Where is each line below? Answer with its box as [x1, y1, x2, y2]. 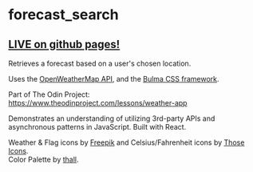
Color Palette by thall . [8, 154, 79, 164]
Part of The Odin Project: [8, 90, 90, 99]
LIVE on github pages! [8, 38, 121, 51]
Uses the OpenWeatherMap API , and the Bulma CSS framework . [8, 74, 219, 83]
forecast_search [8, 6, 119, 24]
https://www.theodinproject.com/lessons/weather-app [8, 98, 188, 107]
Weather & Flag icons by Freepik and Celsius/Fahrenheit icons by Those [8, 138, 245, 147]
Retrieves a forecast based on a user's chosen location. [8, 58, 192, 68]
